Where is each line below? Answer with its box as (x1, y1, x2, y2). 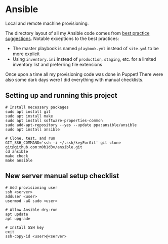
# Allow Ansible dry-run (5, 207, 58, 212)
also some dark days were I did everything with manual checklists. (5, 76, 144, 83)
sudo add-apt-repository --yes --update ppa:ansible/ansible (5, 123, 137, 128)
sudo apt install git (5, 109, 51, 114)
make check (5, 153, 28, 158)
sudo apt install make (5, 113, 53, 118)
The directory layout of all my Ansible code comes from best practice (5, 30, 150, 36)
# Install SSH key (5, 225, 44, 230)
